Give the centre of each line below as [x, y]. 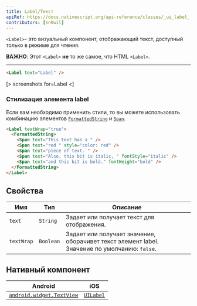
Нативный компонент [48, 269]
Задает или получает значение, [111, 234]
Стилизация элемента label [47, 99]
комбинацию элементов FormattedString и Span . [66, 118]
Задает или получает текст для [110, 217]
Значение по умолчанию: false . [111, 249]
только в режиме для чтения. [43, 45]
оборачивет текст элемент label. [112, 242]
